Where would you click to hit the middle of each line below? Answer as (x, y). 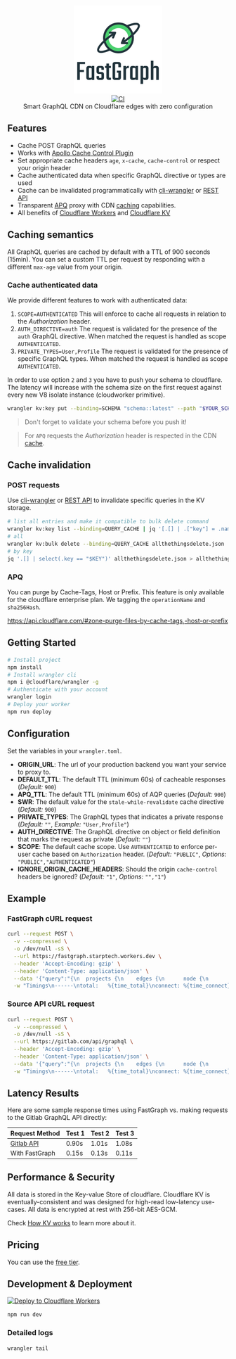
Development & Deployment (70, 1284)
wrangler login (29, 697)
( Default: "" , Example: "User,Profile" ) (73, 824)
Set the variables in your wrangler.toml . (65, 751)
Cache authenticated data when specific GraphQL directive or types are (122, 175)
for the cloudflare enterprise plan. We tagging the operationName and (106, 600)
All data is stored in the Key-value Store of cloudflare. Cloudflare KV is (109, 1194)
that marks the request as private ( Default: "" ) (84, 839)
